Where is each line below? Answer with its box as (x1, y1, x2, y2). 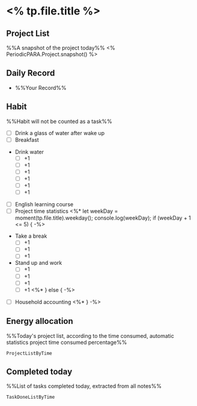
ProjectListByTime (6, 350, 52, 357)
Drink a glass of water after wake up (14, 129, 105, 136)
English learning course (14, 201, 74, 208)
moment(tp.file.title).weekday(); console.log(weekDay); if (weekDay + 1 (14, 214, 191, 221)
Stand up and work (14, 259, 62, 267)
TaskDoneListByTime (6, 394, 55, 401)
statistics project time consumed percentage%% (6, 338, 127, 346)
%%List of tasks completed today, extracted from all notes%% (6, 382, 162, 390)
